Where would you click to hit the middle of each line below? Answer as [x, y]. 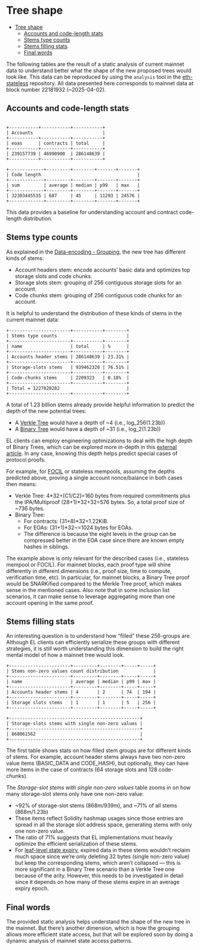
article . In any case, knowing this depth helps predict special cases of [92, 453]
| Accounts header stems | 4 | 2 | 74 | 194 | [81, 692]
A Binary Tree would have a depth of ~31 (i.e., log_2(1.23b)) [88, 429]
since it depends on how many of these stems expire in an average [97, 882]
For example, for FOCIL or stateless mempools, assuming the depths [90, 471]
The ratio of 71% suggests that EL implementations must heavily [94, 837]
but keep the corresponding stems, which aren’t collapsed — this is [98, 863]
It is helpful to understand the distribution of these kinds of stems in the [94, 313]
